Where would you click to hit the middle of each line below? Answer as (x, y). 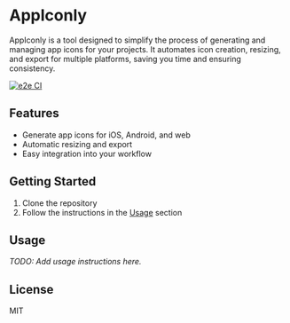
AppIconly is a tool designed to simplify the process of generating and (137, 40)
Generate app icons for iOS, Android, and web (106, 135)
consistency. (32, 68)
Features (34, 113)
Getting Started (53, 181)
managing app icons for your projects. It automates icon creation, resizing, (145, 49)
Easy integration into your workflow (87, 154)
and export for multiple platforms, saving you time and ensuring (125, 59)
